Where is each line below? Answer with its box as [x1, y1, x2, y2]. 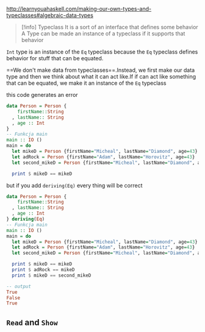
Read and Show [6, 317, 58, 328]
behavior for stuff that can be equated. [6, 55, 104, 62]
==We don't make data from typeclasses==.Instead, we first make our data [6, 66, 195, 74]
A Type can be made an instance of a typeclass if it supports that [21, 30, 185, 37]
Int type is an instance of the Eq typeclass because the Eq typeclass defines [6, 48, 198, 55]
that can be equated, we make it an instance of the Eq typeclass [6, 79, 167, 87]
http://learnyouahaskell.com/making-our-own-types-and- [6, 5, 152, 12]
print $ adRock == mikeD [12, 267, 75, 273]
